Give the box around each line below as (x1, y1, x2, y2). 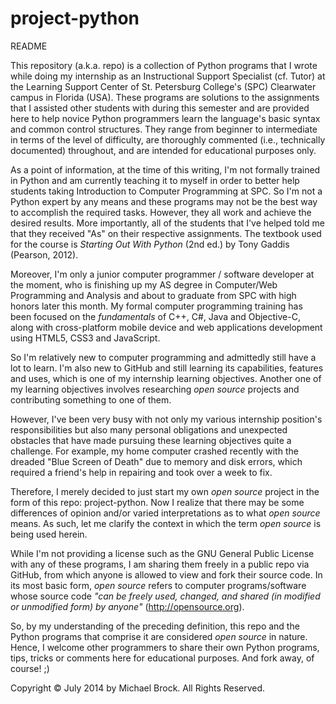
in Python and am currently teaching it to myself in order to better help (10, 174, 300, 186)
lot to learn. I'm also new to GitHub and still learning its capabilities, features (10, 362, 324, 374)
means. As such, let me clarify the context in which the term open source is (10, 517, 322, 529)
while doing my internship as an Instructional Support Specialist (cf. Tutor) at (10, 70, 326, 82)
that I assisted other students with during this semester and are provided (10, 102, 310, 114)
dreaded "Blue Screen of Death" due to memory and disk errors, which (10, 455, 303, 467)
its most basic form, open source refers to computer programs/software (10, 579, 307, 591)
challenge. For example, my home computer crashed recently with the (10, 445, 299, 457)
